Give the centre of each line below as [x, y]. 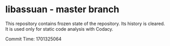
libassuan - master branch [62, 9]
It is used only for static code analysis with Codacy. [59, 29]
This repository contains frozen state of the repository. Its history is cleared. [85, 24]
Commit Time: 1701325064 [33, 39]
